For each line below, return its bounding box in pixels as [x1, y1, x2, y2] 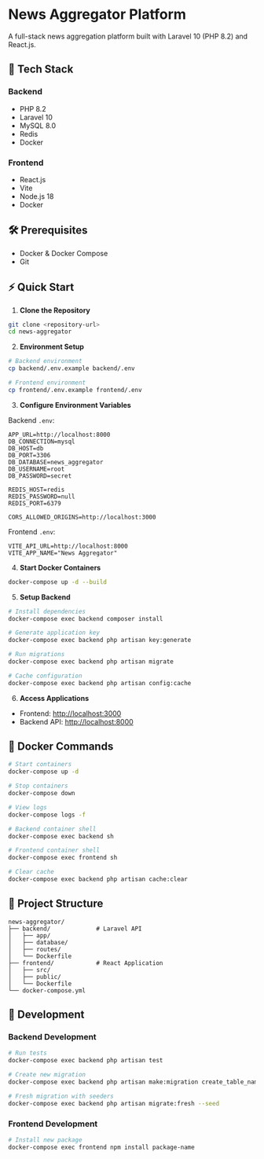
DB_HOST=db [8, 444, 44, 453]
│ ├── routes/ [8, 945, 61, 953]
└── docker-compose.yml [8, 986, 86, 995]
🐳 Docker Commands [8, 740, 114, 754]
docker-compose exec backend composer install [8, 614, 163, 622]
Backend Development [8, 1032, 97, 1043]
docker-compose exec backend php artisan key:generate [8, 636, 192, 644]
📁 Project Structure [8, 897, 104, 911]
